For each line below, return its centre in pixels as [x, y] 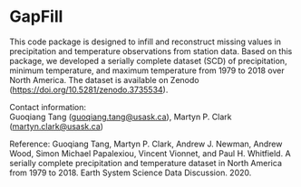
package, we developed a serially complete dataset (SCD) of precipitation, [148, 61]
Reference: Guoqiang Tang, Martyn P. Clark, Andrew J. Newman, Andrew [146, 144]
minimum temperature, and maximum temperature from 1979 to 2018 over [147, 70]
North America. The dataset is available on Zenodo [104, 79]
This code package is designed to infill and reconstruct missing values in [146, 42]
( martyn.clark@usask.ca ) [57, 126]
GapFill [36, 17]
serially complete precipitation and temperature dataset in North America [146, 163]
